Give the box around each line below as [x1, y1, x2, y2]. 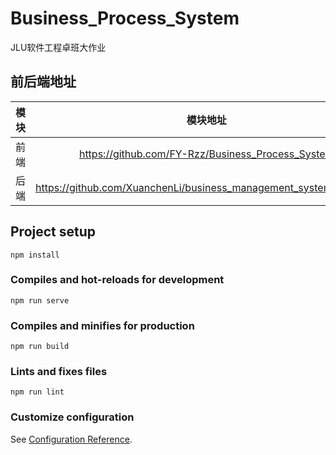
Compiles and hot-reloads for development [10, 273, 225, 287]
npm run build [10, 342, 70, 352]
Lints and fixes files [10, 365, 108, 379]
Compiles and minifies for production [10, 318, 195, 332]
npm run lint [10, 387, 65, 397]
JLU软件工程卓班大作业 [10, 41, 107, 53]
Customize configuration [10, 410, 135, 424]
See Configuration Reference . [10, 433, 133, 445]
